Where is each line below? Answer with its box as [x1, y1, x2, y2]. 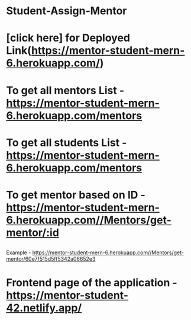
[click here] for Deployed [6, 31, 130, 45]
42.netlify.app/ [6, 301, 82, 315]
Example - [6, 249, 31, 256]
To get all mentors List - [6, 84, 125, 97]
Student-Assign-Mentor [6, 4, 127, 18]
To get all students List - [6, 136, 127, 149]
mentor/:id [6, 226, 59, 239]
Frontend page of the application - [6, 276, 177, 290]
